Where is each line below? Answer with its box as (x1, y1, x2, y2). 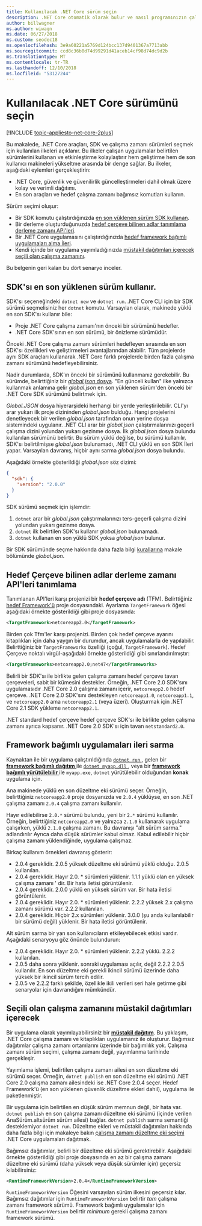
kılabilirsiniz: (6, 1166, 37, 1174)
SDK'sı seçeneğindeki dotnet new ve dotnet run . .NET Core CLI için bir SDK (6, 298, 194, 305)
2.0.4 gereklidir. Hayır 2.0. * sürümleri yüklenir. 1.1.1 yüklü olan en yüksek (14, 873, 194, 880)
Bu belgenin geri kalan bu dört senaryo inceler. (6, 264, 122, 272)
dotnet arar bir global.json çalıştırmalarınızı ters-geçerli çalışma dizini (14, 515, 186, 522)
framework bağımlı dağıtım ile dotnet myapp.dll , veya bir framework (6, 762, 180, 769)
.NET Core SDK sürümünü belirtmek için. (6, 390, 107, 398)
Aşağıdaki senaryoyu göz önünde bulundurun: (6, 936, 121, 943)
